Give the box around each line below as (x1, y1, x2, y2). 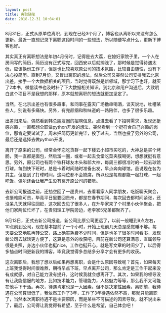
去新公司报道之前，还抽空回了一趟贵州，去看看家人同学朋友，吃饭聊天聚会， (5, 189, 161, 195)
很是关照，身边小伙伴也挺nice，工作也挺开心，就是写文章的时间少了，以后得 (5, 242, 161, 248)
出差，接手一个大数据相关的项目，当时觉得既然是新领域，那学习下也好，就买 (5, 78, 161, 84)
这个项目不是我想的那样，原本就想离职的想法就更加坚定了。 (9, 91, 131, 97)
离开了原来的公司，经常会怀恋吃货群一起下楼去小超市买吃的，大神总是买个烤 (5, 147, 161, 153)
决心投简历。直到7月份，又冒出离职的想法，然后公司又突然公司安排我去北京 (5, 72, 159, 78)
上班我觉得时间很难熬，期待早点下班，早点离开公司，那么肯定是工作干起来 (5, 265, 157, 271)
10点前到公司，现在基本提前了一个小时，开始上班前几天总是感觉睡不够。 (5, 224, 153, 230)
